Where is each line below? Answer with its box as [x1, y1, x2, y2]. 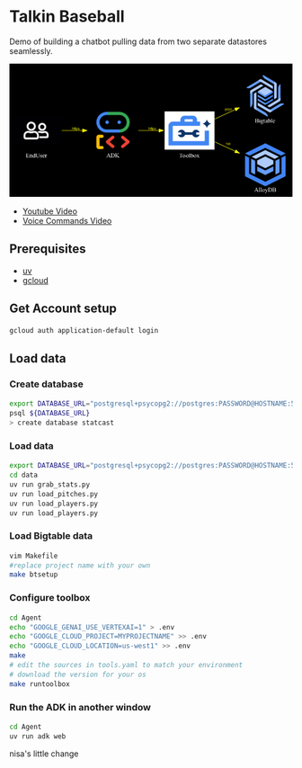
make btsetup [9, 570, 58, 579]
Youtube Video [22, 206, 78, 217]
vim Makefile [9, 551, 58, 560]
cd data [9, 470, 39, 480]
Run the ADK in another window [9, 701, 151, 713]
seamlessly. [9, 45, 53, 56]
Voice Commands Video [22, 216, 112, 227]
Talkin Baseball [9, 6, 125, 27]
